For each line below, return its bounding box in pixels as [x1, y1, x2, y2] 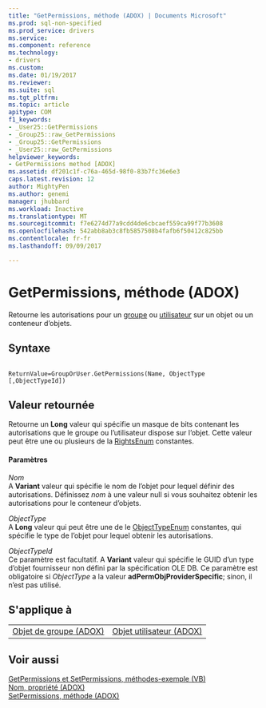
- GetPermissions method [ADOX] [8, 161, 116, 169]
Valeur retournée [8, 398, 95, 412]
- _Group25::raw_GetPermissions [8, 130, 116, 138]
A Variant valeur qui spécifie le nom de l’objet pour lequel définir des [8, 481, 235, 491]
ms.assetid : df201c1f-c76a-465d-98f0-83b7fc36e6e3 [8, 168, 181, 176]
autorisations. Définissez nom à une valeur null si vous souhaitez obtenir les [8, 489, 258, 499]
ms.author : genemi [8, 189, 69, 198]
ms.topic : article [8, 101, 69, 109]
